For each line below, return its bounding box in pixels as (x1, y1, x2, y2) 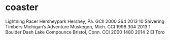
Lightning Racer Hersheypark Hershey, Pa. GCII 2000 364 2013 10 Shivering (5, 18, 165, 24)
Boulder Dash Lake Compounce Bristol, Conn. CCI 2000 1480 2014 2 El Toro (5, 29, 165, 35)
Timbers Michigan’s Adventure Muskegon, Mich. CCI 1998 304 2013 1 (5, 23, 151, 29)
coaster (5, 2, 39, 13)
